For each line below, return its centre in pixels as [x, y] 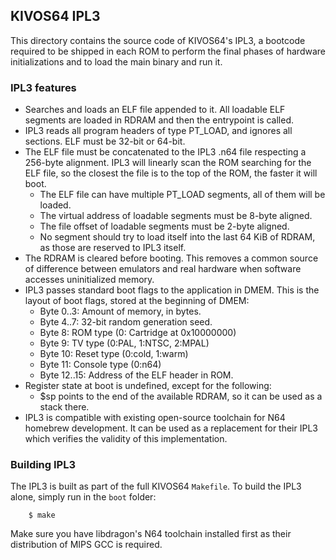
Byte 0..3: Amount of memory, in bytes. [120, 311]
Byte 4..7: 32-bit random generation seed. [126, 322]
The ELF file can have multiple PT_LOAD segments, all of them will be [182, 195]
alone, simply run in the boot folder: [83, 497]
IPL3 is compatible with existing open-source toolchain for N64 [155, 418]
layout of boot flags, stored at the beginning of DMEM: [137, 301]
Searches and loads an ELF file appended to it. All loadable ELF [155, 110]
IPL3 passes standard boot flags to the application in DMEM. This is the [172, 290]
